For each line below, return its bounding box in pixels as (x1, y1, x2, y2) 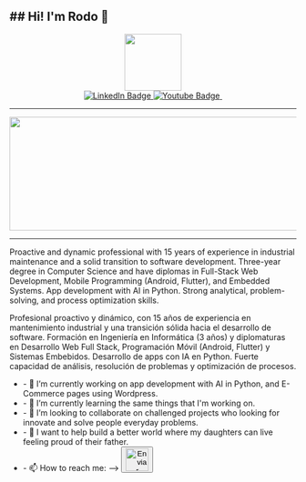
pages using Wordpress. (66, 387, 158, 398)
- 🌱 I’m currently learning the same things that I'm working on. (22, 397, 256, 408)
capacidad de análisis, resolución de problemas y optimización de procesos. (9, 360, 297, 371)
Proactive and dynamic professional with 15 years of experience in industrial (9, 246, 296, 257)
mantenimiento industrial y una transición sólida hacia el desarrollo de (9, 322, 271, 333)
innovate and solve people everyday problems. (22, 417, 199, 427)
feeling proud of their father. (22, 436, 129, 447)
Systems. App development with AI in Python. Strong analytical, (9, 285, 249, 296)
